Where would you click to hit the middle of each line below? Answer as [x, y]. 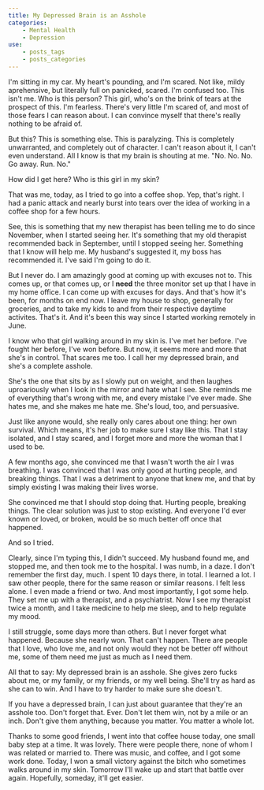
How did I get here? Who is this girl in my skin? [84, 179]
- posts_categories [54, 60]
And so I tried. [31, 542]
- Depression [44, 37]
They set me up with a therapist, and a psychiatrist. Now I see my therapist [129, 599]
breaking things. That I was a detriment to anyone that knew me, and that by [132, 478]
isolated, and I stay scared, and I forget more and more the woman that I [125, 438]
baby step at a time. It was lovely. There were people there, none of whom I [130, 744]
